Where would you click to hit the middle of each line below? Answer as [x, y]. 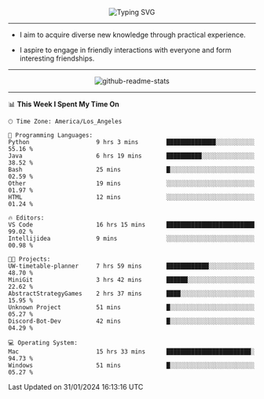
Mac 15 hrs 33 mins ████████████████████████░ [132, 352]
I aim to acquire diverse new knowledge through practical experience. [132, 35]
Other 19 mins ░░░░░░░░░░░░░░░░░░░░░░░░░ [132, 183]
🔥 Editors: [26, 218]
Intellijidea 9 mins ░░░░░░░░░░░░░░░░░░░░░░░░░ [132, 238]
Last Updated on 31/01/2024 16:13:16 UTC [76, 387]
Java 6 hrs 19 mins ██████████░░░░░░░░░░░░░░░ [132, 156]
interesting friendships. [57, 58]
